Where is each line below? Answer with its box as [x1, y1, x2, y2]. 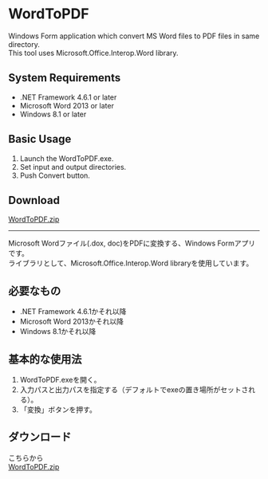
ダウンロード [8, 430, 72, 444]
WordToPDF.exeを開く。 [19, 375, 101, 384]
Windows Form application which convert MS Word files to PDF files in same [8, 31, 260, 41]
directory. [8, 39, 40, 49]
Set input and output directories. [19, 162, 127, 171]
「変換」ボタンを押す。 [19, 405, 97, 414]
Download [8, 193, 60, 207]
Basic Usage [8, 132, 72, 146]
